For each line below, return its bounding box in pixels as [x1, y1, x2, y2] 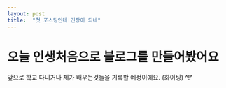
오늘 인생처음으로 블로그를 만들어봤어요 [7, 49, 219, 65]
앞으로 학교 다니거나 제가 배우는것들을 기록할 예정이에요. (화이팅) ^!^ [7, 73, 193, 82]
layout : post [7, 10, 45, 17]
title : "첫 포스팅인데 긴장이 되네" [7, 17, 101, 24]
